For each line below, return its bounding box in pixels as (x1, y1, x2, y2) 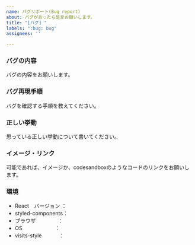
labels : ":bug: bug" (6, 25, 57, 31)
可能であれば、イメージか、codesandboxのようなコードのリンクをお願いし (6, 164, 190, 171)
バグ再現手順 (6, 87, 43, 96)
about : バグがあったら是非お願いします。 (6, 14, 95, 20)
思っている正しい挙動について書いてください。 (6, 133, 120, 140)
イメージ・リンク (6, 149, 55, 157)
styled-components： (14, 209, 68, 217)
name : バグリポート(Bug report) (6, 8, 81, 15)
